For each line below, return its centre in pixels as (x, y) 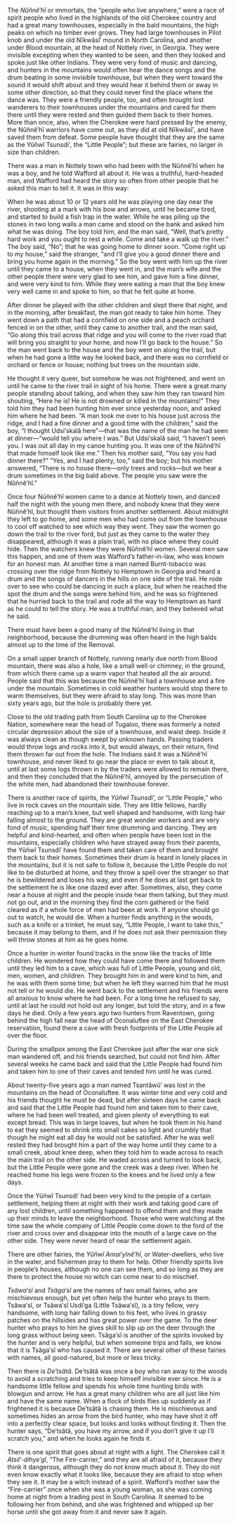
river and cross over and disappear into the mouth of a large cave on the (112, 1233)
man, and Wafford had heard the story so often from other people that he (113, 181)
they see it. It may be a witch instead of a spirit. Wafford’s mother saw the (113, 1482)
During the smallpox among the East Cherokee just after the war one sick (113, 1049)
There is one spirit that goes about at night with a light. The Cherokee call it (116, 1452)
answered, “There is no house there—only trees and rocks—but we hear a (114, 468)
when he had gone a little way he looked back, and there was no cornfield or (118, 357)
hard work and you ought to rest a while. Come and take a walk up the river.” (118, 239)
